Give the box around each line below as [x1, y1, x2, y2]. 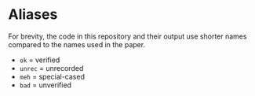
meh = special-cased [19, 72, 85, 81]
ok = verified [19, 55, 60, 65]
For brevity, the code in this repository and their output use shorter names [8, 31, 247, 41]
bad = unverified [19, 80, 72, 90]
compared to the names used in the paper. [8, 39, 146, 49]
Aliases [8, 6, 58, 24]
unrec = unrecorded [19, 63, 84, 72]
